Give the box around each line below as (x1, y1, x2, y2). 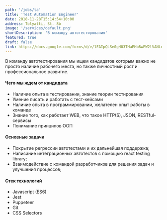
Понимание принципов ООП (12, 122, 73, 128)
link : (5, 44, 16, 49)
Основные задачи (5, 134, 45, 140)
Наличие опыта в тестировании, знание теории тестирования (12, 91, 144, 97)
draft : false (5, 40, 32, 45)
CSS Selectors (12, 210, 42, 216)
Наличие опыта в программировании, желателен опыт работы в (12, 102, 150, 108)
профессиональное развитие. (5, 68, 69, 75)
